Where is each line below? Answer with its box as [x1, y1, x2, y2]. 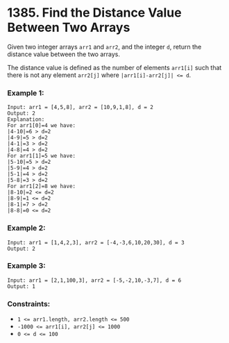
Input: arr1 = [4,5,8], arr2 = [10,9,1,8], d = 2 [7, 104, 154, 111]
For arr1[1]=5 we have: [7, 153, 76, 160]
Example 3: [7, 261, 46, 271]
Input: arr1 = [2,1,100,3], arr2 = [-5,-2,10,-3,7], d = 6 [7, 276, 182, 284]
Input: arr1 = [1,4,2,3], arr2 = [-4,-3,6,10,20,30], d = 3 [7, 239, 185, 246]
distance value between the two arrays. [7, 50, 120, 58]
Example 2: [7, 224, 46, 233]
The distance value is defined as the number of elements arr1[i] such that [7, 63, 222, 72]
